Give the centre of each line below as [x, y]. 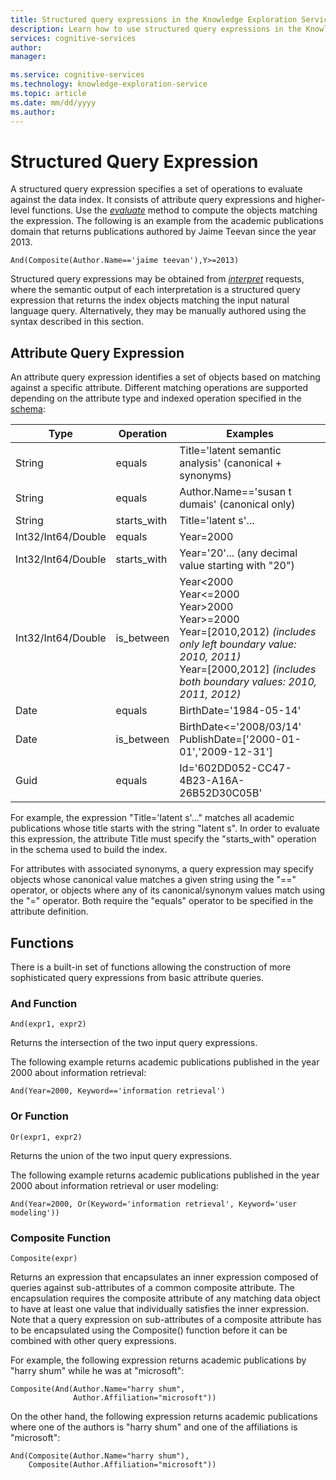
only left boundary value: [238, 644]
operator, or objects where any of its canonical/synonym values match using [168, 890]
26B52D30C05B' [221, 793]
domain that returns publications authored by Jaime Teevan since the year [163, 232]
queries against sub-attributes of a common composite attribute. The [152, 1287]
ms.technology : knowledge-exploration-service [109, 84]
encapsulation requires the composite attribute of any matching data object [165, 1298]
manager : [28, 57]
